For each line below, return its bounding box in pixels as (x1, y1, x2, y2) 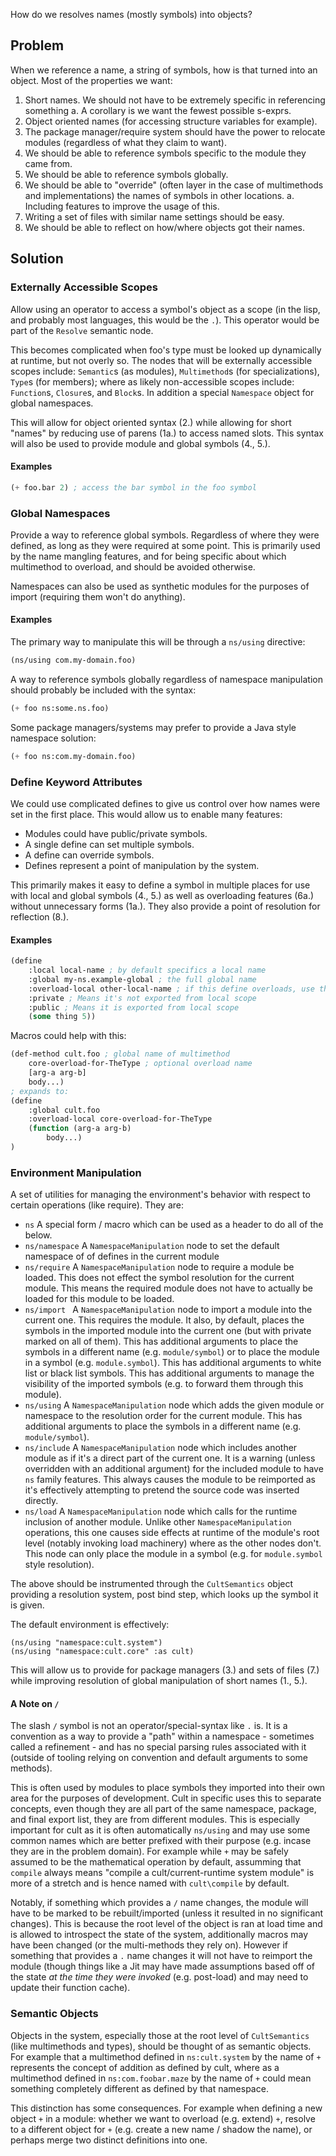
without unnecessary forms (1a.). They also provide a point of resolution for (10, 900, 321, 912)
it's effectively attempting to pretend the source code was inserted (24, 1484, 300, 1496)
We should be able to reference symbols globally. (24, 168, 229, 180)
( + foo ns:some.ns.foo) (10, 703, 110, 713)
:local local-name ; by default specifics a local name (28, 965, 267, 976)
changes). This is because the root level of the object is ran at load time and (10, 1918, 323, 1930)
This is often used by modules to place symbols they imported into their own (10, 1782, 326, 1794)
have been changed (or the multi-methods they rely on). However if (10, 1939, 288, 1951)
